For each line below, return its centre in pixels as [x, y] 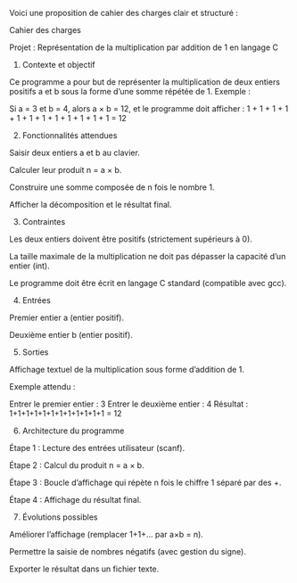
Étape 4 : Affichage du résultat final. [75, 500]
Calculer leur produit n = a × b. [66, 170]
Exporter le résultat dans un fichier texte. [84, 569]
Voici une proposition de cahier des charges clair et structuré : [124, 13]
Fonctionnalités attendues [70, 135]
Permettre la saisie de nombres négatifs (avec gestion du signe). [128, 551]
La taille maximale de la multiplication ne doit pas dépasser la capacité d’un [148, 256]
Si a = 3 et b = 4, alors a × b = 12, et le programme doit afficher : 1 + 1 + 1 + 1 [149, 109]
